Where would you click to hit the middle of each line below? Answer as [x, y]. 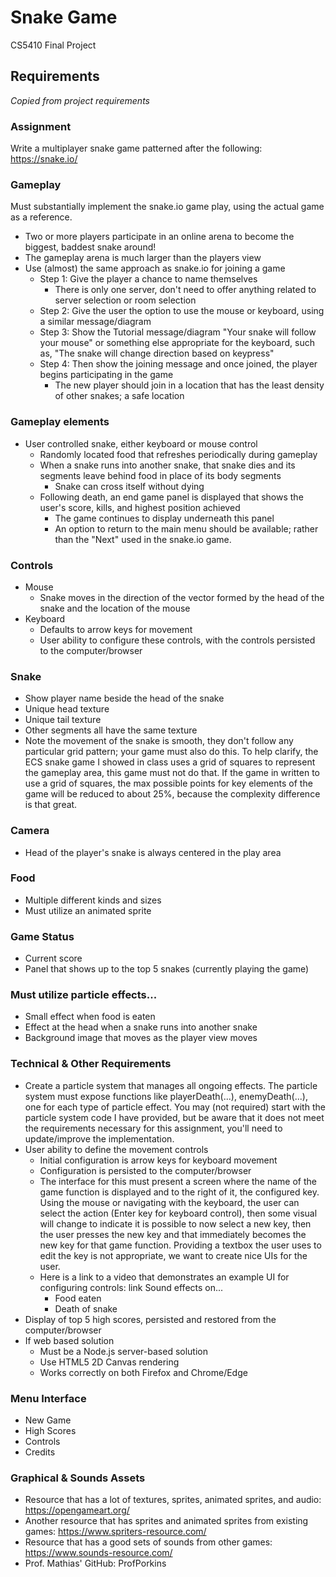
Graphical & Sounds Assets [78, 1478]
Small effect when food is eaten [90, 1017]
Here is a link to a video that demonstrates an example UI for [164, 1277]
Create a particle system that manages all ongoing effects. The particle [171, 1085]
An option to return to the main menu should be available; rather [186, 528]
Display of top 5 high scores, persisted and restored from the [150, 1319]
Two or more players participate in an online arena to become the [159, 237]
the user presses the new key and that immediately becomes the [173, 1234]
